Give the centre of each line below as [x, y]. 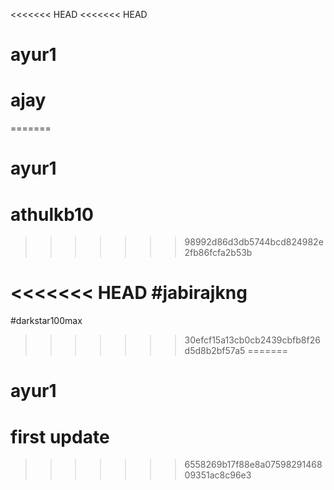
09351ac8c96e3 [218, 475]
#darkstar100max [46, 321]
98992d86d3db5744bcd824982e [254, 242]
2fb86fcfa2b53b [218, 253]
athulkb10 [52, 214]
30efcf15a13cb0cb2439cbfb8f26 [252, 340]
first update [60, 436]
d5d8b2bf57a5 [215, 351]
